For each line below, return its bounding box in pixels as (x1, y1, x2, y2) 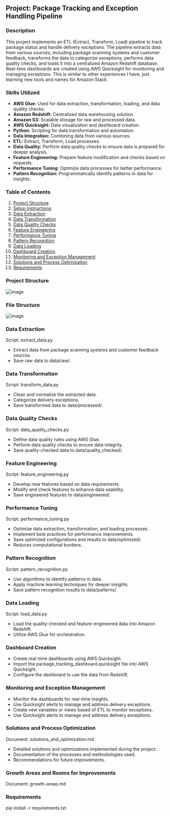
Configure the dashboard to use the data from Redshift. (13, 672, 129, 678)
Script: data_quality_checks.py (6, 426, 69, 433)
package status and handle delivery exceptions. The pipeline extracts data (6, 44, 161, 50)
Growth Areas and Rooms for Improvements (6, 769, 116, 776)
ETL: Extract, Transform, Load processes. (13, 138, 101, 144)
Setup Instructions (13, 205, 52, 212)
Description (6, 27, 35, 34)
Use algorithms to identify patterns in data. (13, 576, 103, 582)
